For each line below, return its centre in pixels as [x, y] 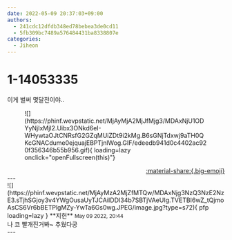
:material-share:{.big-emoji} [185, 170]
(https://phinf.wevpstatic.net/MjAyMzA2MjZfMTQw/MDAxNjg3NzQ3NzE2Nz [116, 192]
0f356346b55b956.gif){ [59, 150]
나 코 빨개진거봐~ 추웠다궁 [42, 224]
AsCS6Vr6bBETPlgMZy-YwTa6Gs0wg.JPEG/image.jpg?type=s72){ [103, 207]
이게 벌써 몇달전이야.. [36, 99]
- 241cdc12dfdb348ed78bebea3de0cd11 [66, 26]
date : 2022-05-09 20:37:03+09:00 [55, 13]
